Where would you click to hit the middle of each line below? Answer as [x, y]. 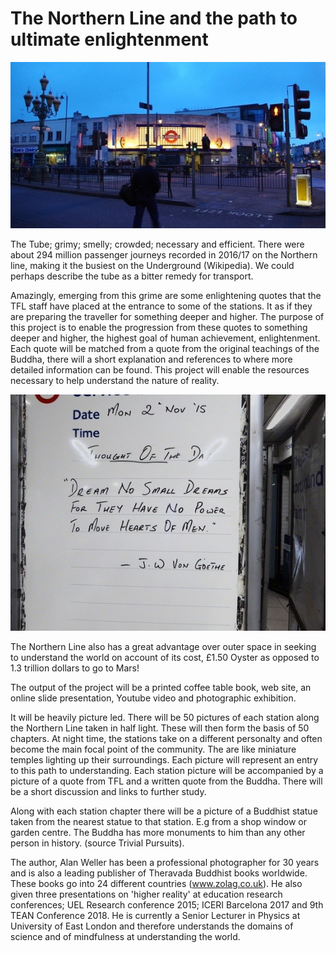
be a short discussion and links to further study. [108, 792]
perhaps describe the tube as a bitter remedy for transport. [132, 276]
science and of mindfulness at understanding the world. [125, 937]
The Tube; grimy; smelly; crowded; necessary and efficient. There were [157, 244]
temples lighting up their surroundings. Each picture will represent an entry [164, 760]
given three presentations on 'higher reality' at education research [146, 894]
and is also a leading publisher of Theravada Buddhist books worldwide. [159, 873]
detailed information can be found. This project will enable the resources [160, 370]
